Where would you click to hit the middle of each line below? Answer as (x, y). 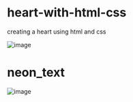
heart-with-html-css (67, 13)
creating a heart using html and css (57, 31)
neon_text (36, 73)
